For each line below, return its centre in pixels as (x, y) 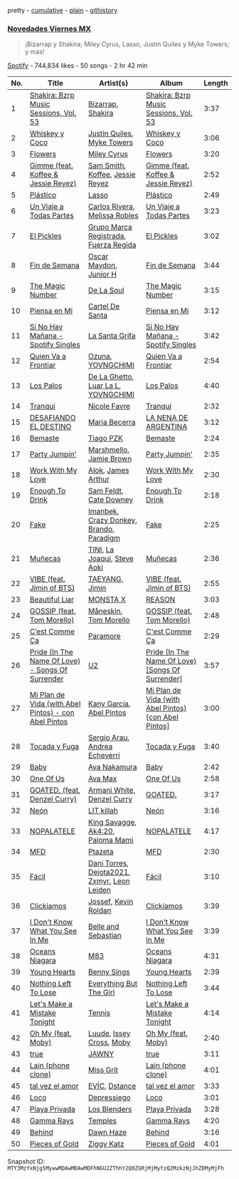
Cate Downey (111, 500)
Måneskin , (105, 611)
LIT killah (103, 810)
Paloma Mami (111, 840)
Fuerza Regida (112, 245)
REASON (160, 599)
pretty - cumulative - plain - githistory (63, 10)
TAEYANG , (106, 579)
